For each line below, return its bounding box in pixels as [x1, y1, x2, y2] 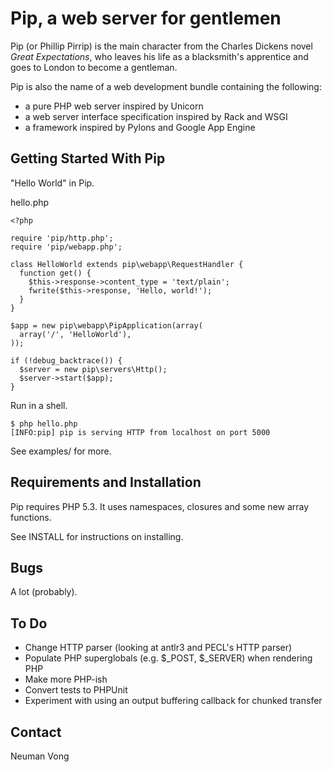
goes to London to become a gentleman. [10, 61, 178, 73]
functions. [10, 511, 52, 523]
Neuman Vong [10, 750, 70, 762]
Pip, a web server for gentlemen [10, 7, 282, 30]
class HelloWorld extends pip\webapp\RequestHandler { [10, 259, 244, 269]
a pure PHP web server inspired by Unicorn [24, 100, 204, 112]
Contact [10, 723, 62, 741]
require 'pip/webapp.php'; [10, 242, 123, 252]
